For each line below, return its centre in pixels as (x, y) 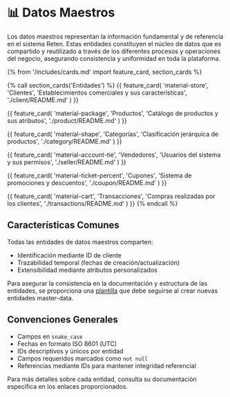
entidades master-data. (40, 298)
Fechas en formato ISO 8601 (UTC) (67, 343)
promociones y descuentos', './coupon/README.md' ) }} (87, 182)
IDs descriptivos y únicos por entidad (70, 351)
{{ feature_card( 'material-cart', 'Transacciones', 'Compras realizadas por (111, 196)
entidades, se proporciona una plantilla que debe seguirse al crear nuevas (113, 291)
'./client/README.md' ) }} (43, 99)
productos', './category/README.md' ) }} (65, 141)
